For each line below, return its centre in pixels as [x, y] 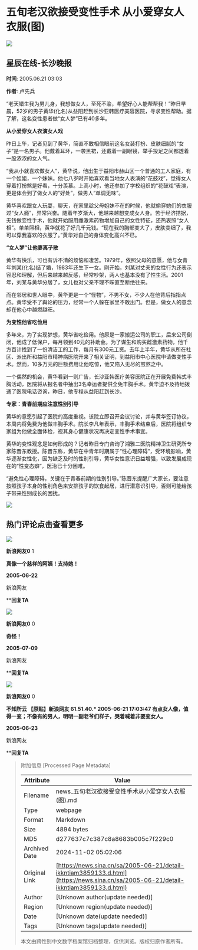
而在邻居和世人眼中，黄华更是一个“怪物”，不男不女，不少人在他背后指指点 [96, 294]
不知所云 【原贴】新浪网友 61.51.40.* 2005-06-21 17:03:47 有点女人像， [95, 709]
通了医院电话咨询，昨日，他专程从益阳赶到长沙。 [65, 391]
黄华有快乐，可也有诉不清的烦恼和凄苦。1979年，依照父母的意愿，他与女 [94, 260]
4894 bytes [72, 829]
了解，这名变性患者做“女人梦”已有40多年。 [58, 118]
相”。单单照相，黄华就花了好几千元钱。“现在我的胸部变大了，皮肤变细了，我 [99, 227]
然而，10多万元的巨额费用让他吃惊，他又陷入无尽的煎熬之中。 [91, 364]
